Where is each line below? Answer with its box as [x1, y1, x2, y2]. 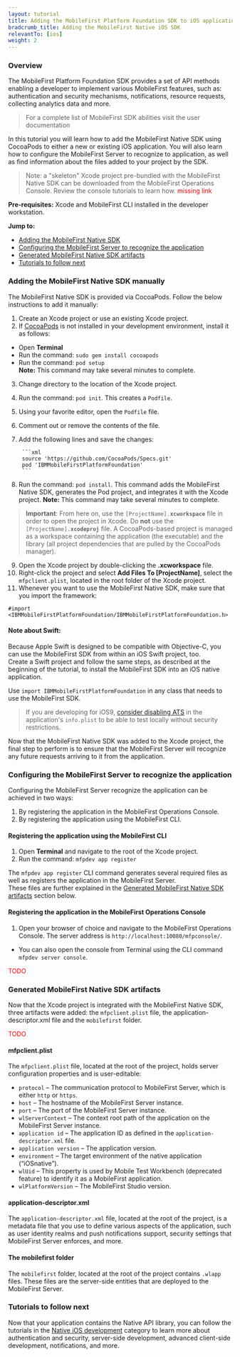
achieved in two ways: [8, 793, 74, 802]
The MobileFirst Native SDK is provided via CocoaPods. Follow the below [8, 292, 223, 301]
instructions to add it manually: [8, 300, 99, 309]
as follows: [18, 329, 51, 338]
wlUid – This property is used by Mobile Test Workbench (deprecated [18, 1167, 222, 1176]
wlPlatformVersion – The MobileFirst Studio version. [18, 1182, 172, 1191]
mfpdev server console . [18, 953, 88, 961]
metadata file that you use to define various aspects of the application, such [8, 1222, 231, 1231]
